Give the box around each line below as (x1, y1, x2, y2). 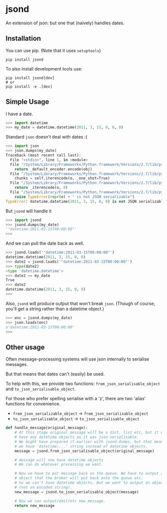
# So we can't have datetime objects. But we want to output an (14, 480, 150, 485)
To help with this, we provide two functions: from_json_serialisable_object (5, 381, 161, 387)
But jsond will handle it (5, 208, 52, 214)
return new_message (14, 503, 55, 508)
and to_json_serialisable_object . (5, 386, 76, 392)
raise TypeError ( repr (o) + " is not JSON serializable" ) (14, 194, 135, 199)
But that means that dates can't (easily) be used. (5, 371, 105, 377)
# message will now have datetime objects (14, 457, 104, 462)
